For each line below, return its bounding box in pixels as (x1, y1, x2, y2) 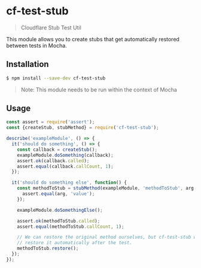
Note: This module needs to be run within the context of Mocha (20, 86, 178, 93)
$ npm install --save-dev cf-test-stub (6, 75, 106, 81)
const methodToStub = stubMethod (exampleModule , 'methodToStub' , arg (17, 185, 194, 191)
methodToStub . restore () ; (17, 245, 79, 252)
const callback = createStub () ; (17, 147, 98, 153)
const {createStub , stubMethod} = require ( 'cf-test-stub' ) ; (6, 124, 160, 131)
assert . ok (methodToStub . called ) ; (17, 218, 100, 224)
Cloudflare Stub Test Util (20, 24, 82, 31)
